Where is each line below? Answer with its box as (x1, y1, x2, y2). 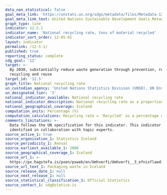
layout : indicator (5, 40, 43, 45)
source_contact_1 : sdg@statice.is (5, 183, 77, 188)
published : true (5, 49, 39, 54)
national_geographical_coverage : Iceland (5, 104, 92, 109)
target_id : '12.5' (5, 76, 43, 81)
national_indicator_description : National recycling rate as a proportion (5, 100, 164, 105)
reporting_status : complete (5, 53, 64, 59)
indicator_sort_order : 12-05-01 (5, 35, 72, 40)
